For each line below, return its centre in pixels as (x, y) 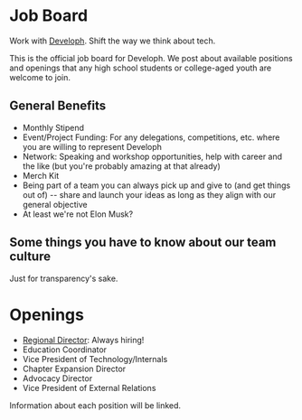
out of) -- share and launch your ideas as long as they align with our (149, 194)
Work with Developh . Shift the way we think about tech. (113, 41)
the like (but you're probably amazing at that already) (122, 166)
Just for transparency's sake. (64, 278)
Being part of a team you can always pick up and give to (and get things (156, 185)
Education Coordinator (64, 350)
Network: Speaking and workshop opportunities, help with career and (152, 156)
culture (30, 257)
